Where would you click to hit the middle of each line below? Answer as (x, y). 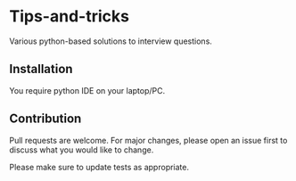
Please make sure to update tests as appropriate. (99, 167)
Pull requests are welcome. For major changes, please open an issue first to (148, 140)
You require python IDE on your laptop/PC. (87, 90)
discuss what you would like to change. (82, 150)
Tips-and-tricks (69, 16)
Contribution (45, 119)
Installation (41, 69)
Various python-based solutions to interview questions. (111, 41)
